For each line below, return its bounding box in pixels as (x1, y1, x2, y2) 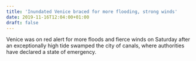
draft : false (6, 20, 39, 25)
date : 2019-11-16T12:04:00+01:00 (6, 14, 90, 20)
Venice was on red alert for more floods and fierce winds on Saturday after (6, 36, 191, 43)
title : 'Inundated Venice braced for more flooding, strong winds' (6, 8, 178, 15)
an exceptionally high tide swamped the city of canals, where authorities (6, 42, 185, 49)
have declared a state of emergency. (6, 49, 97, 56)
